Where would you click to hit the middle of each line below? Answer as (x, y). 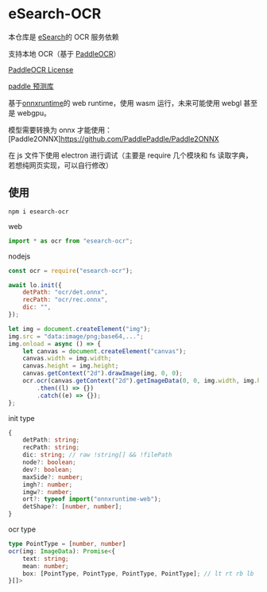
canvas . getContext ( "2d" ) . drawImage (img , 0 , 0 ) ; (103, 374)
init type (22, 418)
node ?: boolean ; (50, 462)
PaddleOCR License (41, 69)
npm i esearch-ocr (39, 212)
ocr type (22, 529)
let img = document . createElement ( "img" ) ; (79, 329)
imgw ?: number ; (48, 492)
